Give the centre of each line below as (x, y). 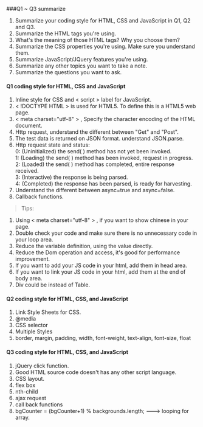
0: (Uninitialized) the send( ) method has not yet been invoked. (93, 151)
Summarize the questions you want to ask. (68, 72)
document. (29, 126)
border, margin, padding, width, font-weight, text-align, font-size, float (103, 338)
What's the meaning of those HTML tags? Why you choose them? (98, 40)
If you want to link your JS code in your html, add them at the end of (100, 272)
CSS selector (32, 325)
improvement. (33, 259)
